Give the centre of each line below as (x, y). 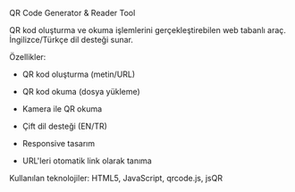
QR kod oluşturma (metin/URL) (79, 74)
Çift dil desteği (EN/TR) (64, 126)
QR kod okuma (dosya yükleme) (81, 92)
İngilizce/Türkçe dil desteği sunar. (72, 40)
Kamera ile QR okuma (62, 109)
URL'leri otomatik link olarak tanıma (87, 161)
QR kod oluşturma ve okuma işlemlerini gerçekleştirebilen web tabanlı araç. (147, 30)
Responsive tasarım (59, 143)
